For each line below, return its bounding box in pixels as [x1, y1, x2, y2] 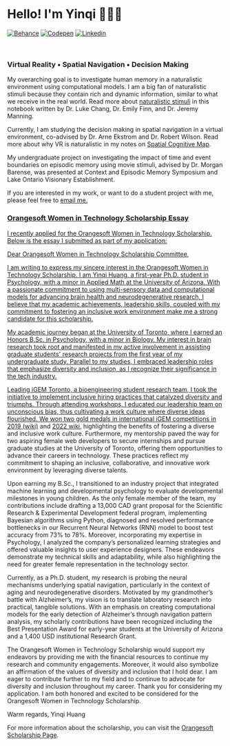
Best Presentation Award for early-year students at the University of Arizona [7, 625, 223, 633]
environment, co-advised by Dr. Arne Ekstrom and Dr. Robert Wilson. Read [7, 132, 219, 141]
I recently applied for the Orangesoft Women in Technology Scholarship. [7, 229, 212, 237]
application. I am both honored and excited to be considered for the [7, 689, 199, 698]
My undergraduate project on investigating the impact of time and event [7, 153, 211, 161]
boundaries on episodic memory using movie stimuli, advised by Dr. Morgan [7, 161, 223, 169]
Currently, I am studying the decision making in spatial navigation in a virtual [7, 126, 224, 134]
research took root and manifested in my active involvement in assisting [7, 342, 211, 351]
